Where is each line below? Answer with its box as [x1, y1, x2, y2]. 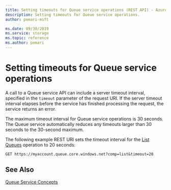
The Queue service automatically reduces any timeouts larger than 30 [5, 121, 152, 127]
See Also [5, 166, 34, 174]
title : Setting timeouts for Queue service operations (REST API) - [5, 7, 154, 13]
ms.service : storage [5, 31, 49, 36]
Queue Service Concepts [5, 179, 58, 185]
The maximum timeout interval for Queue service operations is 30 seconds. [5, 115, 164, 122]
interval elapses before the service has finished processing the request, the [5, 100, 164, 107]
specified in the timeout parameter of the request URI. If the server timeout [5, 95, 162, 101]
